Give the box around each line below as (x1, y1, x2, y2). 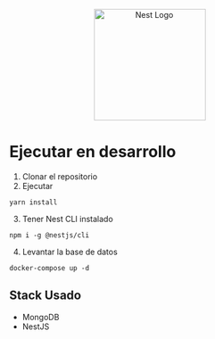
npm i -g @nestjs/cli (9, 230, 90, 240)
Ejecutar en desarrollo (9, 142, 177, 162)
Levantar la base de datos (21, 246, 118, 257)
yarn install (9, 197, 58, 207)
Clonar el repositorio (21, 170, 98, 182)
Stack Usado (9, 288, 82, 303)
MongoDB (21, 311, 60, 322)
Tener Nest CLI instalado (21, 213, 113, 224)
